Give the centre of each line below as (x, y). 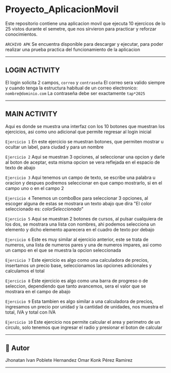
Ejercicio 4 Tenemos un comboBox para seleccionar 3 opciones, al (77, 198)
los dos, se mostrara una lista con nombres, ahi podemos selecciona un (81, 224)
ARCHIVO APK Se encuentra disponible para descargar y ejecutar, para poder (84, 44)
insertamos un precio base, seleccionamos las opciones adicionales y (78, 265)
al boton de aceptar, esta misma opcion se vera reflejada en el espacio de (83, 162)
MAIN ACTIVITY (31, 114)
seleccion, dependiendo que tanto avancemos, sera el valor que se (76, 286)
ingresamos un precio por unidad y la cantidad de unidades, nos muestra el (84, 306)
